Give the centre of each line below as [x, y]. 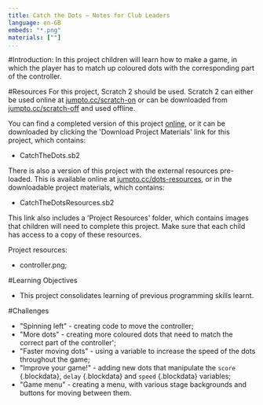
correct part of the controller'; [68, 343]
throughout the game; [55, 359]
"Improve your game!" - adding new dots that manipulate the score [127, 368]
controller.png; [43, 265]
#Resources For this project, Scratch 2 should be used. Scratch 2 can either [131, 92]
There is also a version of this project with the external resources [113, 171]
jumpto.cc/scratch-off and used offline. [72, 109]
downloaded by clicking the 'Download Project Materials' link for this [119, 132]
